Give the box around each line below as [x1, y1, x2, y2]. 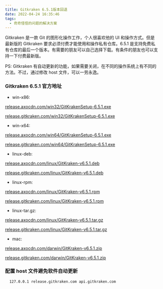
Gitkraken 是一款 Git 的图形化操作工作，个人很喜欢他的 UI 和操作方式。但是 [5, 35, 155, 40]
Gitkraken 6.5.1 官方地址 [5, 83, 62, 90]
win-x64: [12, 122, 31, 128]
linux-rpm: [12, 179, 33, 185]
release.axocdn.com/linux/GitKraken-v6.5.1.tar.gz [5, 217, 103, 223]
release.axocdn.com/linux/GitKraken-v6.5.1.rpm [5, 189, 100, 194]
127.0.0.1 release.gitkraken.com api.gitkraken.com [9, 279, 116, 284]
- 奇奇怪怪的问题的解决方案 [9, 20, 57, 26]
